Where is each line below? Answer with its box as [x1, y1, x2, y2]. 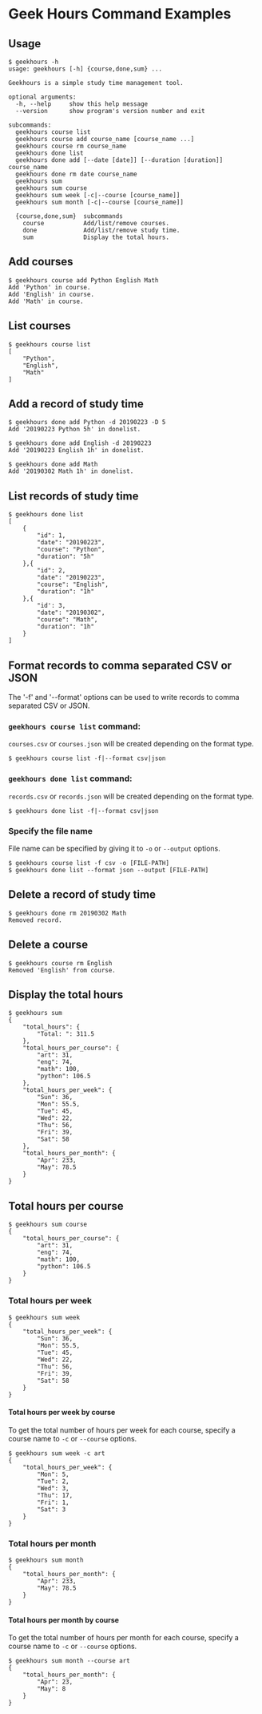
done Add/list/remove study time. [22, 226, 181, 234]
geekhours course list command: [8, 721, 141, 732]
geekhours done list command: [8, 773, 133, 784]
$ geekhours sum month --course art [8, 1657, 130, 1665]
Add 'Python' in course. [8, 283, 91, 291]
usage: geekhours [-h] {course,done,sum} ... [8, 65, 162, 73]
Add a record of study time [8, 398, 144, 411]
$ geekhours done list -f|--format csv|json [8, 806, 159, 815]
